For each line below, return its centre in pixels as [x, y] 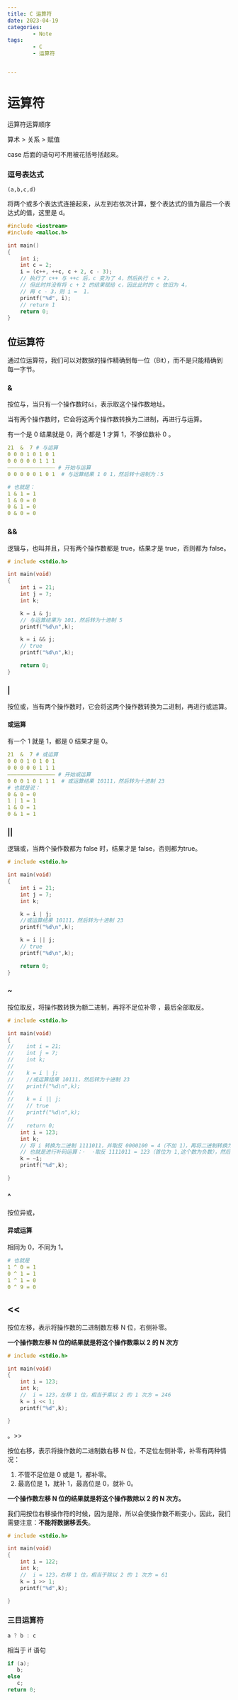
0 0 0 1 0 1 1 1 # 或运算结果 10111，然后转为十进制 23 [86, 781]
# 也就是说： [24, 788]
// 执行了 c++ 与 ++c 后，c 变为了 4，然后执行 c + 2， [96, 278]
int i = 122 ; [39, 1562]
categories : [25, 27]
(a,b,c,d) [22, 190]
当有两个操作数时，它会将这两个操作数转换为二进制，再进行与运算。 [107, 419]
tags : [15, 40]
